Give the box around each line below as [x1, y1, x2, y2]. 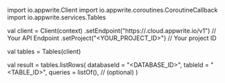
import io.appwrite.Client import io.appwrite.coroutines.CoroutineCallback [7, 6, 218, 14]
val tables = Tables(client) [7, 48, 81, 55]
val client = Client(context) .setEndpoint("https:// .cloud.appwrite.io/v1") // [7, 27, 217, 35]
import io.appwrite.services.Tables [7, 13, 106, 21]
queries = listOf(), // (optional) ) [48, 68, 138, 76]
